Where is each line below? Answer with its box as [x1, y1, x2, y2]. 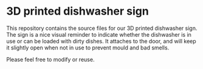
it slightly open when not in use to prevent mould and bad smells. [6, 44, 170, 51]
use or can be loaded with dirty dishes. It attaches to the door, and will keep [6, 37, 196, 45]
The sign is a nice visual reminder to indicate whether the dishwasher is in [6, 31, 191, 38]
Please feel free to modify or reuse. [6, 56, 95, 63]
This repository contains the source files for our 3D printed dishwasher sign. [6, 24, 198, 32]
